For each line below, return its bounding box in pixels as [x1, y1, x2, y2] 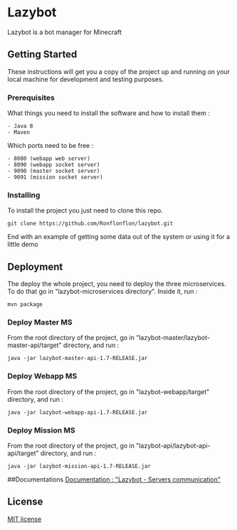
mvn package [7, 301, 43, 308]
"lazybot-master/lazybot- [136, 334, 210, 342]
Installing [7, 190, 41, 200]
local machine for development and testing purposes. [7, 75, 164, 83]
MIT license [7, 514, 42, 523]
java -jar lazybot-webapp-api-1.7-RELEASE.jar [7, 408, 148, 416]
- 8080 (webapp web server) [7, 155, 91, 162]
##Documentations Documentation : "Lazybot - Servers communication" [7, 475, 221, 484]
